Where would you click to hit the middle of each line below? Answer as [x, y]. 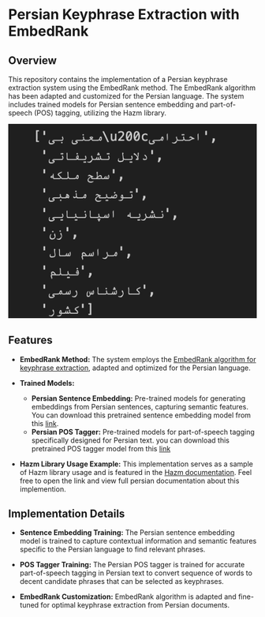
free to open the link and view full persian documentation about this [129, 481]
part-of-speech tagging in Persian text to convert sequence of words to [136, 573]
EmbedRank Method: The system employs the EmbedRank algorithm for [138, 359]
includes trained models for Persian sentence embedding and [108, 105]
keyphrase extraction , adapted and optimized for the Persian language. [135, 368]
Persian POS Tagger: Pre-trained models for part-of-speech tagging [143, 432]
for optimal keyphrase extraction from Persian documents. [135, 605]
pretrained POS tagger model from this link [101, 448]
